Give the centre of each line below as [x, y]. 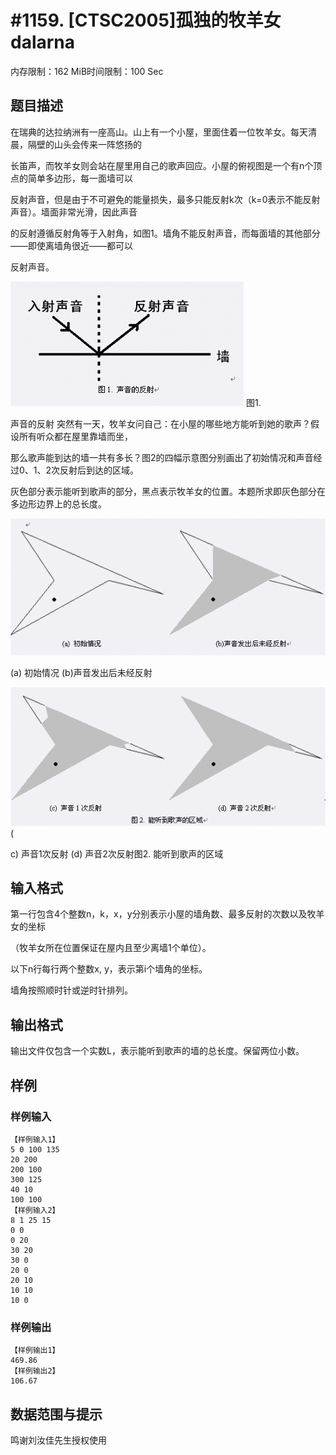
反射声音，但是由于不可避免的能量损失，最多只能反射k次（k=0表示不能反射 [165, 199]
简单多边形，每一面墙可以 [80, 178]
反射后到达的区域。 [99, 470]
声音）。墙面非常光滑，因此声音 [74, 212]
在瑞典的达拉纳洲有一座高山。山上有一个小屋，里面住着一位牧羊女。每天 [159, 132]
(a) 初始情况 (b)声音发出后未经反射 [81, 673]
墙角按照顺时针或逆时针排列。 [71, 990]
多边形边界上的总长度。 [58, 503]
